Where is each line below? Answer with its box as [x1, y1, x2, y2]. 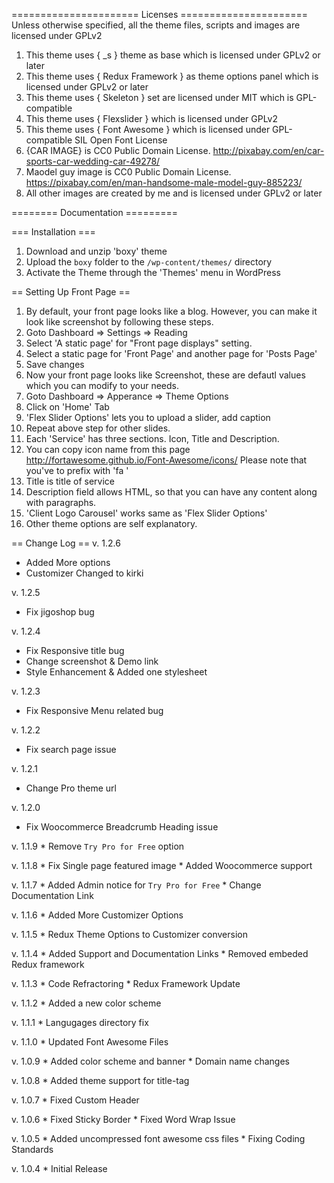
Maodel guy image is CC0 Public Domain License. [25, 166, 232, 178]
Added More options [25, 557, 111, 568]
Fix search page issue [25, 744, 117, 755]
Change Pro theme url [25, 782, 117, 794]
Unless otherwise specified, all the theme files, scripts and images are [11, 19, 301, 31]
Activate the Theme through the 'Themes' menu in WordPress [25, 267, 281, 278]
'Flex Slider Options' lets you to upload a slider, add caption [25, 412, 271, 423]
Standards [11, 1144, 54, 1155]
